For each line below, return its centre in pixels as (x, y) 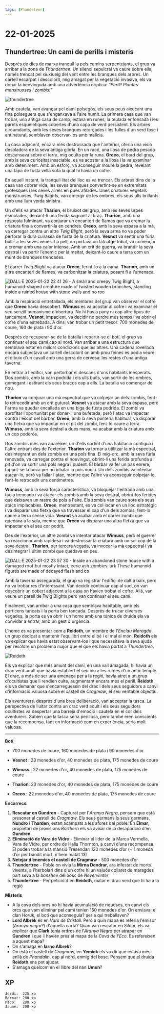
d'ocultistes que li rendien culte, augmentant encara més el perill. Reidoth (79, 681)
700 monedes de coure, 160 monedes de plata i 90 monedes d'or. (78, 750)
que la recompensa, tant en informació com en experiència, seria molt (75, 722)
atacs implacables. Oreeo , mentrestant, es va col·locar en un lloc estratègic (81, 505)
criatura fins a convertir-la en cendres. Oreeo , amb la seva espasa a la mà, (80, 226)
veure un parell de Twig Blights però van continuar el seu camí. (68, 596)
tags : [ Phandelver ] (25, 10)
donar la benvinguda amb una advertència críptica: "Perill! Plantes (72, 84)
